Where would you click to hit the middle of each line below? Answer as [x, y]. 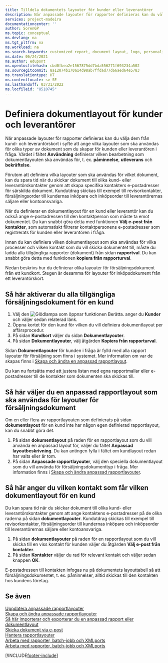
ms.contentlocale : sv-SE [31, 80]
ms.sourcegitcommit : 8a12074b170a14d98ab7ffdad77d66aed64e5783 [72, 71]
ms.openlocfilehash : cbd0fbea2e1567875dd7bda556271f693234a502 [72, 66]
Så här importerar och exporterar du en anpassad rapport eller [69, 619]
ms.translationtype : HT [30, 75]
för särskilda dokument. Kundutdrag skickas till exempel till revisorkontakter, [84, 191]
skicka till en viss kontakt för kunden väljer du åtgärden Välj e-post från [86, 544]
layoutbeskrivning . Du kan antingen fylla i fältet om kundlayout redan [84, 451]
